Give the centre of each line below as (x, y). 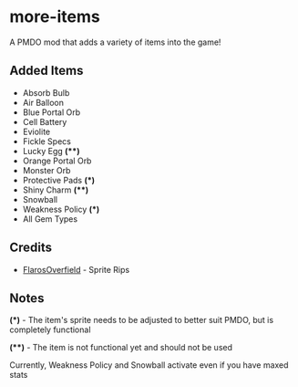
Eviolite (36, 131)
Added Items (46, 71)
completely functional (50, 329)
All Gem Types (50, 219)
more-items (55, 17)
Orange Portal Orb (57, 161)
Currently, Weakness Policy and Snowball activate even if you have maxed (149, 365)
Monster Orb (46, 170)
